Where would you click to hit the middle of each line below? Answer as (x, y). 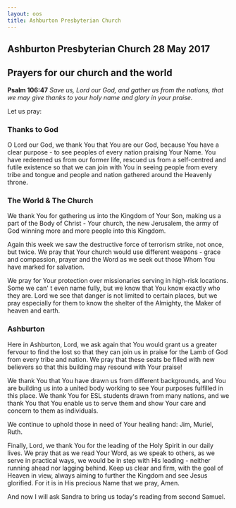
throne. (18, 182)
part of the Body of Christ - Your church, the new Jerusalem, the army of (113, 224)
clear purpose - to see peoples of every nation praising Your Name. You (112, 152)
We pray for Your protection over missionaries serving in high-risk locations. (118, 281)
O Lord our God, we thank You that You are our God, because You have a (113, 145)
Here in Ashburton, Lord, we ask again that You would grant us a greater (112, 344)
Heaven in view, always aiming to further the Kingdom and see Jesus (107, 475)
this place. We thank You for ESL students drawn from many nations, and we (118, 395)
